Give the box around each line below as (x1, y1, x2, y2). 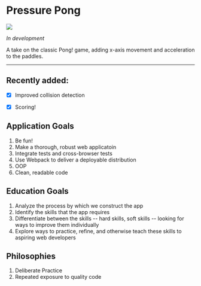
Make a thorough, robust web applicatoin (14, 143, 117, 150)
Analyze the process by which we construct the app (14, 202, 144, 209)
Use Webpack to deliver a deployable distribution (14, 156, 136, 163)
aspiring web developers (14, 234, 76, 241)
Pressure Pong (6, 4, 81, 17)
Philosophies (6, 251, 56, 261)
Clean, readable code (14, 169, 68, 176)
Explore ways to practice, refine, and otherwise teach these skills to (14, 227, 182, 235)
